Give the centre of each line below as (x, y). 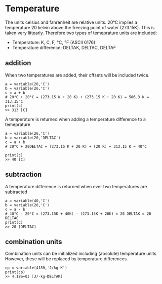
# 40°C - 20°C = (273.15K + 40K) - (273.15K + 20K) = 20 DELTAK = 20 (78, 214)
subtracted (16, 192)
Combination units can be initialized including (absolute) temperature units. (81, 254)
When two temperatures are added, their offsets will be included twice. (77, 75)
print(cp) (15, 272)
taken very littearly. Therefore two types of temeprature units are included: (81, 33)
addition (18, 63)
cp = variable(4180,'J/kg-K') (36, 268)
